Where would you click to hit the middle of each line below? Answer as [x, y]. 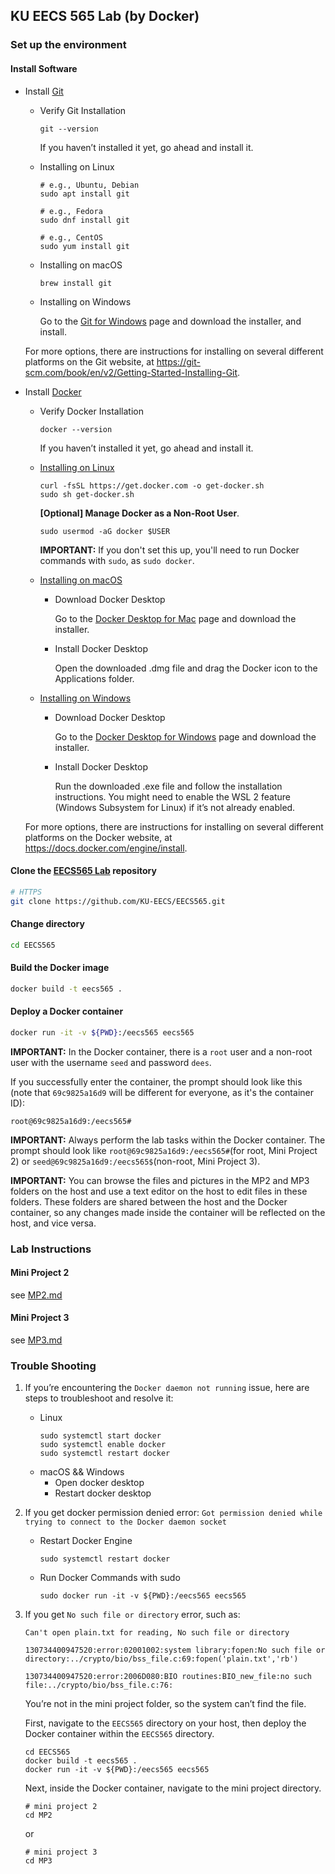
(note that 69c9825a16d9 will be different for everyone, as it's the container [162, 1092]
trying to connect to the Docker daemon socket [125, 1522]
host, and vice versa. [53, 1223]
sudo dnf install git [84, 220]
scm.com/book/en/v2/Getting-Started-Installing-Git [131, 372]
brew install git [76, 283]
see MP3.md [36, 1340]
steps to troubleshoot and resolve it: [99, 1398]
